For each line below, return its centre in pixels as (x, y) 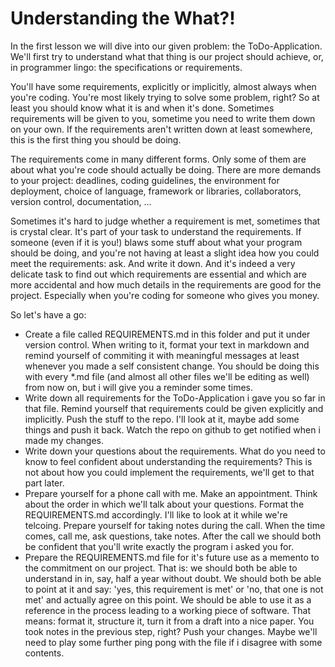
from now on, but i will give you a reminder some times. (139, 387)
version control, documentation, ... (81, 201)
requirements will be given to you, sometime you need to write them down (163, 118)
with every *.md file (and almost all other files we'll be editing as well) (167, 376)
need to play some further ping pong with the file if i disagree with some (173, 642)
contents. (44, 653)
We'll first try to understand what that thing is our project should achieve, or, (167, 56)
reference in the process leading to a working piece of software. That (168, 610)
